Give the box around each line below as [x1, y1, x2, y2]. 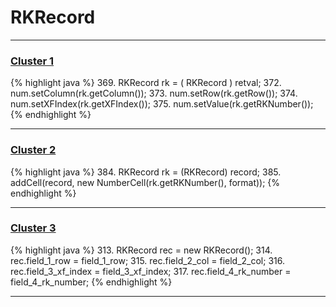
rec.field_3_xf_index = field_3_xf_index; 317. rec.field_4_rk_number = [10, 265, 292, 277]
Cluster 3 [10, 221, 57, 235]
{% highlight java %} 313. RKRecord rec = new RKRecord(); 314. [10, 244, 273, 256]
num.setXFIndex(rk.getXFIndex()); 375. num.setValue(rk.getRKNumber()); [10, 98, 314, 110]
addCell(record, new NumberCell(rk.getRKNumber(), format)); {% [10, 176, 281, 188]
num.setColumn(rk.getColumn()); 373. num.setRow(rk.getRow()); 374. [10, 87, 298, 100]
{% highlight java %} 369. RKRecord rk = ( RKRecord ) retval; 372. [10, 77, 282, 89]
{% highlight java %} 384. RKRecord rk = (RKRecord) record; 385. [10, 166, 282, 178]
